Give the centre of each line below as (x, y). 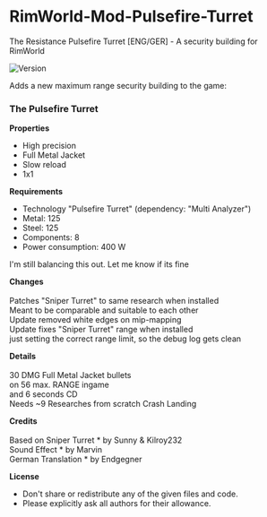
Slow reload (44, 165)
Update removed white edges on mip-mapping (95, 320)
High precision (49, 146)
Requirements (36, 192)
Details (23, 357)
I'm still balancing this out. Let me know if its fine (99, 264)
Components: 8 (51, 237)
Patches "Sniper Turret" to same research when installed (114, 301)
